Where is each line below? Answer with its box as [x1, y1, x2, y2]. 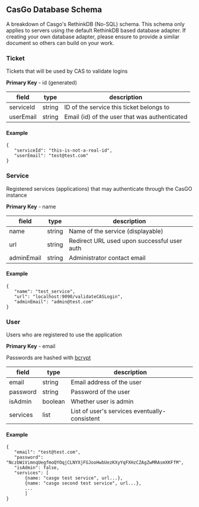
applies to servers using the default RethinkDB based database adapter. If [6, 27, 186, 34]
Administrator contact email [69, 254, 146, 262]
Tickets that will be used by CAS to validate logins [6, 68, 128, 75]
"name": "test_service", [14, 288, 76, 294]
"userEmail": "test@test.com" [14, 153, 89, 159]
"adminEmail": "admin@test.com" [14, 299, 94, 304]
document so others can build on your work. [6, 39, 114, 46]
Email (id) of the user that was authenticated [64, 113, 188, 121]
